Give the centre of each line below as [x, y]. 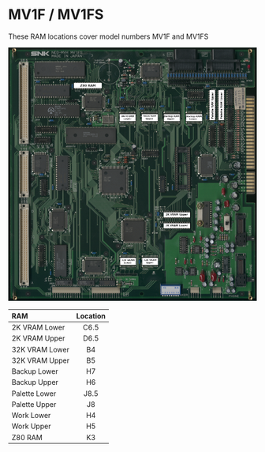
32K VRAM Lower [40, 349]
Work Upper [31, 426]
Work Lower [31, 416]
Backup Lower [35, 371]
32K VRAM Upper [41, 360]
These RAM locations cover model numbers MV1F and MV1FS [108, 36]
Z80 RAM [27, 437]
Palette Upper [34, 404]
